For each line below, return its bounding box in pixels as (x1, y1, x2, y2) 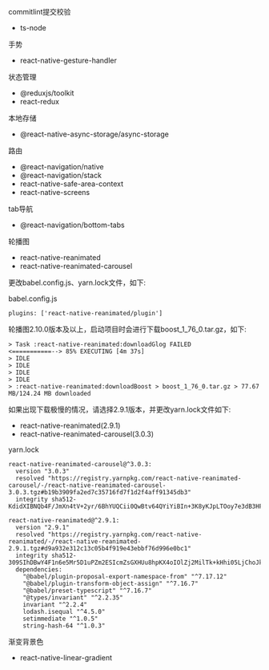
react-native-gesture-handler (19, 55, 118, 65)
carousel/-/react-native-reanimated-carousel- (8, 481, 167, 489)
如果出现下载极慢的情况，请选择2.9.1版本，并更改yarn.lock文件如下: (8, 404, 231, 414)
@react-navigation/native (19, 162, 104, 171)
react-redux (19, 97, 60, 106)
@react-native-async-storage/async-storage (19, 129, 170, 139)
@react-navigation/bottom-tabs (19, 220, 126, 229)
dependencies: (15, 566, 62, 574)
